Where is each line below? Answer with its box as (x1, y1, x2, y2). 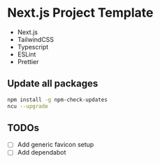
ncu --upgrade (7, 102, 49, 109)
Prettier (17, 57, 39, 65)
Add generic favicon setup (17, 141, 94, 149)
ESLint (17, 50, 36, 59)
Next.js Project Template (7, 5, 154, 21)
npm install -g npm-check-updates (7, 96, 108, 103)
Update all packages (7, 78, 99, 90)
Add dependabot (17, 148, 66, 157)
